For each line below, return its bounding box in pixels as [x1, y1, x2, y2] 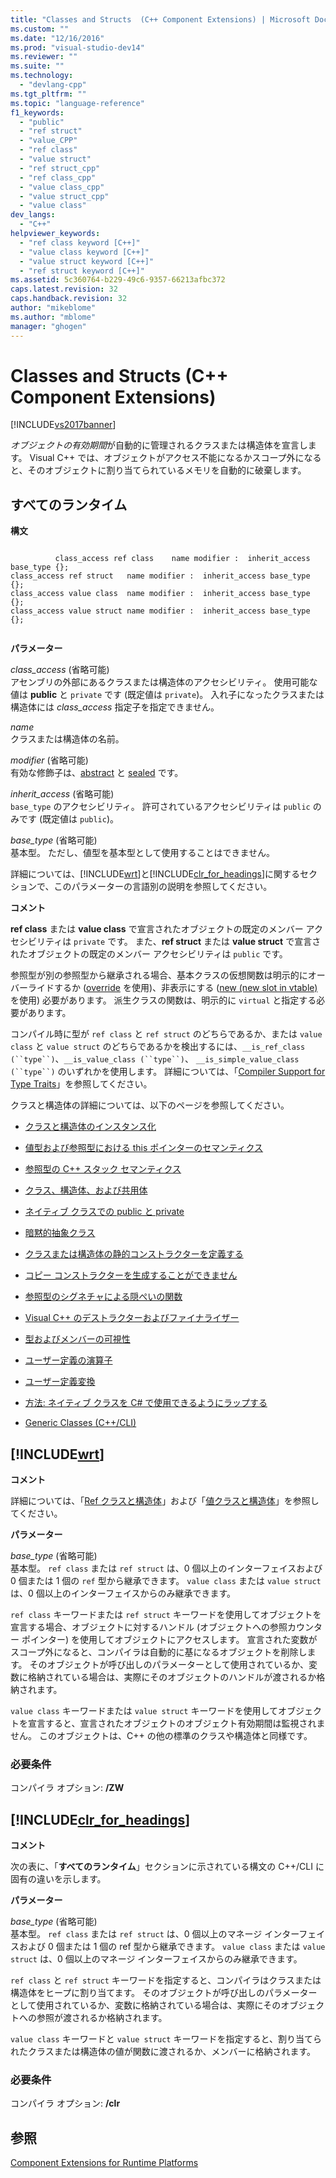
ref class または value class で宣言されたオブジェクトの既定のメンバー [10, 923, 304, 935]
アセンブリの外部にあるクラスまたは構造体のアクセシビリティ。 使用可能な [10, 676, 318, 688]
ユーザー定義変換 [24, 1376, 96, 1388]
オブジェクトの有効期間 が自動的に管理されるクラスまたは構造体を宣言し [10, 439, 308, 451]
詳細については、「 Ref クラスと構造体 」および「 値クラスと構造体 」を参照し [10, 1495, 320, 1507]
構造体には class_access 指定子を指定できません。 [10, 701, 220, 713]
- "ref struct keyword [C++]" [19, 266, 145, 276]
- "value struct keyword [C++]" [19, 256, 155, 266]
